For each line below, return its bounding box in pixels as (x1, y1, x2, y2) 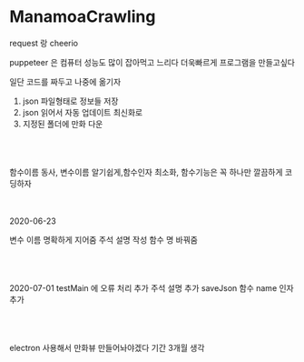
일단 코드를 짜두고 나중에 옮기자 (9, 75, 122, 87)
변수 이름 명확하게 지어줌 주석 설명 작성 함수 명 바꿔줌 (9, 234, 198, 245)
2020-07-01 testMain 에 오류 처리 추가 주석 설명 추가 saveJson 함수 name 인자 (9, 282, 294, 293)
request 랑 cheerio (9, 37, 79, 48)
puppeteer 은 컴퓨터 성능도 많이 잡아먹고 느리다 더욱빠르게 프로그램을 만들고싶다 (9, 56, 295, 67)
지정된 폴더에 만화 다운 (22, 118, 103, 129)
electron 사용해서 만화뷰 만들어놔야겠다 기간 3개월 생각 (9, 342, 205, 353)
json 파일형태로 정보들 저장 (22, 96, 119, 106)
